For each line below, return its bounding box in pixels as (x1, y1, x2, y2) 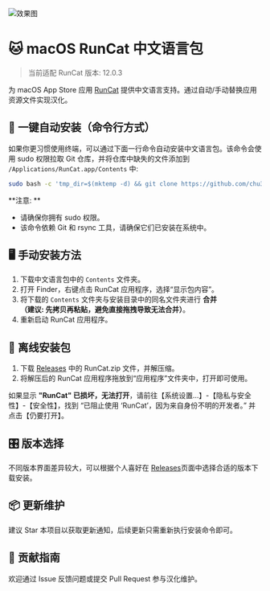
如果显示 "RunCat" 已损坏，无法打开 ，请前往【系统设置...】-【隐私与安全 (8, 391, 252, 400)
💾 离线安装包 (8, 340, 71, 354)
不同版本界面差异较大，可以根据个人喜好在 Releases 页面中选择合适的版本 (8, 463, 252, 473)
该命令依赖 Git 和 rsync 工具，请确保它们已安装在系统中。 (19, 222, 211, 232)
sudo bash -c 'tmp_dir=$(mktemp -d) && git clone (8, 179, 178, 188)
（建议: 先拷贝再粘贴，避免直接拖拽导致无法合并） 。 (19, 305, 190, 314)
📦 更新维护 (8, 499, 66, 512)
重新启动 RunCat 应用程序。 (19, 314, 112, 325)
